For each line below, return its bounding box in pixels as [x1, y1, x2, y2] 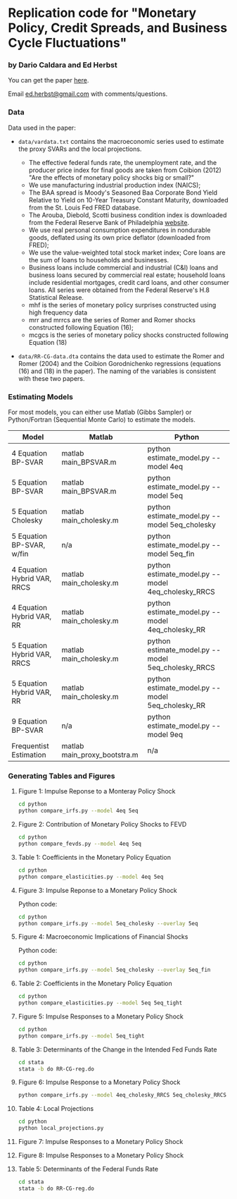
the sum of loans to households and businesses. [28, 255, 169, 264]
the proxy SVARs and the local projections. [18, 145, 142, 153]
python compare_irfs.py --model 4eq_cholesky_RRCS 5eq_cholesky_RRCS [18, 1092, 227, 1099]
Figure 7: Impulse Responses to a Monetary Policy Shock [18, 1138, 184, 1145]
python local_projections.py [18, 1125, 104, 1132]
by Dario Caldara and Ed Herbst [8, 60, 118, 70]
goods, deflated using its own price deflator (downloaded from [28, 233, 210, 241]
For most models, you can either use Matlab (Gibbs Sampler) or [8, 408, 192, 417]
